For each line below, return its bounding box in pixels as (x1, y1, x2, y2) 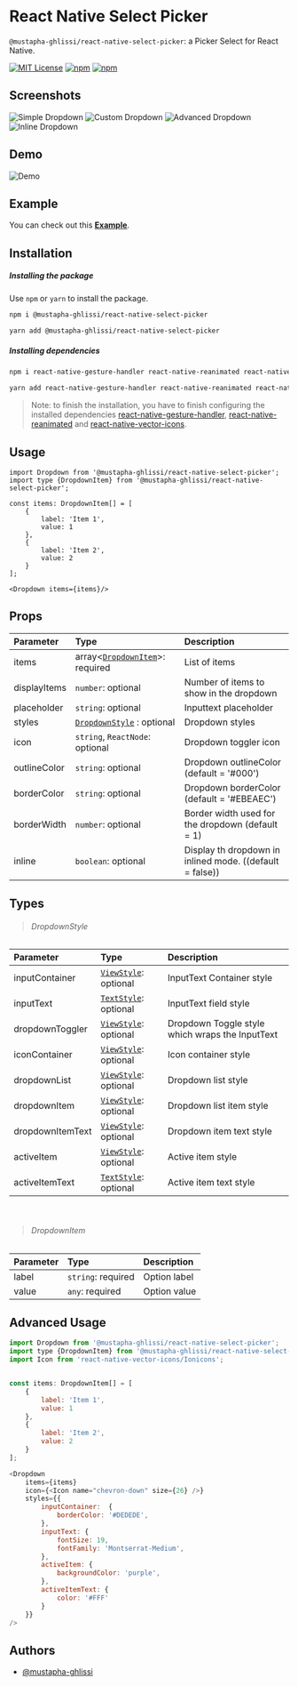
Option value (143, 1285, 197, 1297)
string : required (67, 1270, 135, 1282)
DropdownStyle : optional (74, 716, 176, 728)
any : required (67, 1285, 122, 1297)
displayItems (13, 681, 67, 694)
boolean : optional (74, 855, 146, 867)
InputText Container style (167, 972, 273, 984)
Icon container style (167, 1048, 251, 1061)
